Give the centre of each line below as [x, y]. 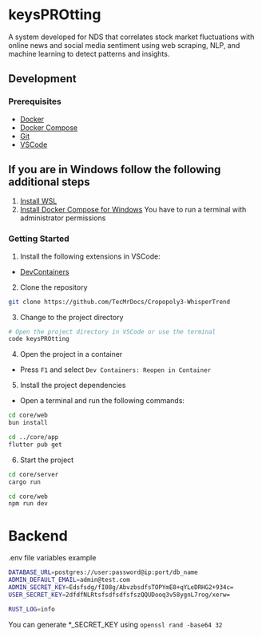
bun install [28, 423]
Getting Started [39, 239]
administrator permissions [63, 218]
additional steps [49, 182]
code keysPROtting [39, 339]
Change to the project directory [71, 317]
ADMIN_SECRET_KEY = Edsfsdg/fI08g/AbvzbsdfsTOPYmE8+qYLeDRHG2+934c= [121, 588]
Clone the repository [54, 287]
